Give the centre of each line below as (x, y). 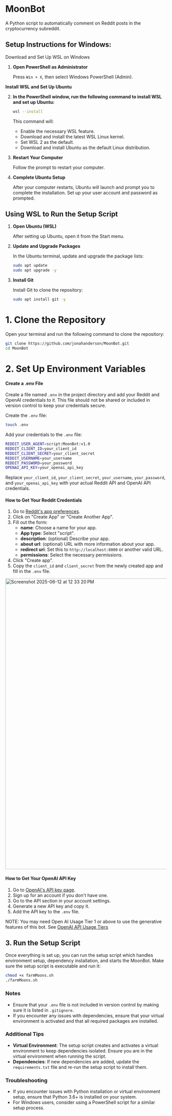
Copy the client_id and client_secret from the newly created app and (88, 566)
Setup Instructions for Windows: (58, 45)
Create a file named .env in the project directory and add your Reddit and (82, 395)
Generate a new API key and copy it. (51, 906)
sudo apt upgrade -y (35, 270)
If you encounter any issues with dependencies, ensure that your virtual (88, 1015)
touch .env (17, 425)
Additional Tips (25, 1034)
